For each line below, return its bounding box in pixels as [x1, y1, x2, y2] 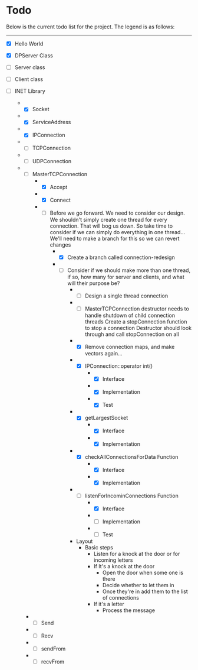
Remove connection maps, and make [85, 344, 175, 351]
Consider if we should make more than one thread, [67, 267, 190, 274]
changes [49, 241, 71, 248]
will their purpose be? [67, 279, 120, 287]
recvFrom [41, 658, 65, 665]
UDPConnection [32, 157, 72, 164]
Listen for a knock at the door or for [93, 551, 180, 557]
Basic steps [85, 544, 113, 551]
